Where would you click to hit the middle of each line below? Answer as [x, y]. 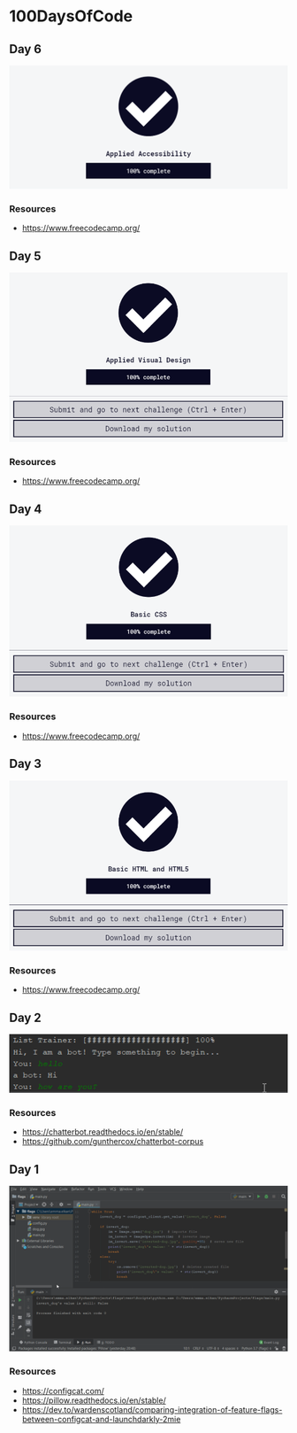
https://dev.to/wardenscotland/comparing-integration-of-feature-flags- [152, 1409]
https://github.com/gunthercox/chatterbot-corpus [113, 1142]
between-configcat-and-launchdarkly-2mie [101, 1419]
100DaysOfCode [71, 16]
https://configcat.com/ [63, 1390]
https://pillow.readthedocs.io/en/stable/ [94, 1400]
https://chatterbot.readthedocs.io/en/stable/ [103, 1132]
